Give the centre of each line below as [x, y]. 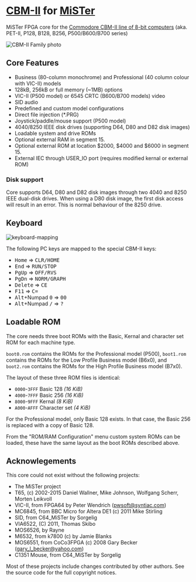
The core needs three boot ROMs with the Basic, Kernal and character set [95, 336]
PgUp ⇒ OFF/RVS [35, 272]
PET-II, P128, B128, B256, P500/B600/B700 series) [67, 33]
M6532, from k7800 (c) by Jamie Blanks [63, 536]
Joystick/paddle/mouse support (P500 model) [70, 121]
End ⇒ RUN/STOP [35, 266]
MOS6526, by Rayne [39, 530]
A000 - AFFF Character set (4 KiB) [52, 407]
